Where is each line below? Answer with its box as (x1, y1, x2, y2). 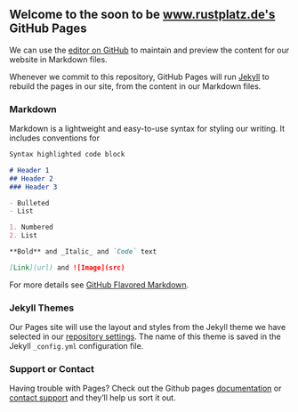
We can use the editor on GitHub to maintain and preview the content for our (9, 44, 290, 55)
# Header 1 (9, 166, 50, 174)
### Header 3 (9, 182, 58, 191)
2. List (9, 231, 38, 240)
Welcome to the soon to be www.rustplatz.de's (9, 7, 276, 22)
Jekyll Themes (9, 302, 75, 314)
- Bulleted (9, 198, 50, 207)
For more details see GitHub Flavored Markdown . (9, 279, 189, 290)
